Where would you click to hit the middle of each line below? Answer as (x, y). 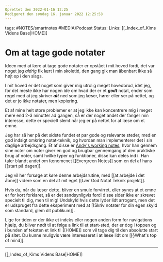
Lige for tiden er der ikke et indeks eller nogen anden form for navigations (79, 220)
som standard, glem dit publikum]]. (40, 211)
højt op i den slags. (24, 76)
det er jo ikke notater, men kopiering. (42, 101)
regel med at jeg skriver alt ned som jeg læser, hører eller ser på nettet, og (80, 96)
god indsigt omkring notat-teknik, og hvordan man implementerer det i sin (79, 140)
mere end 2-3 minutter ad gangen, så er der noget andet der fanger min (77, 116)
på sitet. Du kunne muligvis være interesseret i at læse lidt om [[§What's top (81, 235)
